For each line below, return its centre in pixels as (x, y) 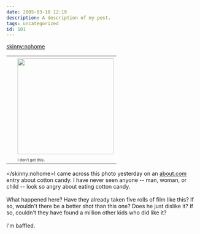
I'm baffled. (21, 226)
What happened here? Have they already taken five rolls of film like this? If (100, 200)
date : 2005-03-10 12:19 (37, 12)
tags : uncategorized (33, 23)
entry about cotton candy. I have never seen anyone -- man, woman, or (97, 180)
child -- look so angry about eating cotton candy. (68, 187)
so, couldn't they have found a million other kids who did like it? (87, 213)
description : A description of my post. (59, 18)
